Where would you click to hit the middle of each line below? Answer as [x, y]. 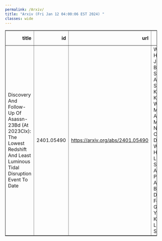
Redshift [17, 149]
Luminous [19, 161]
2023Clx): [20, 131]
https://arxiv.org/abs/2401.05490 [109, 140]
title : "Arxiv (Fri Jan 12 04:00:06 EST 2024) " [55, 14]
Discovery [20, 95]
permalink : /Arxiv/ [25, 9]
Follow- [17, 107]
